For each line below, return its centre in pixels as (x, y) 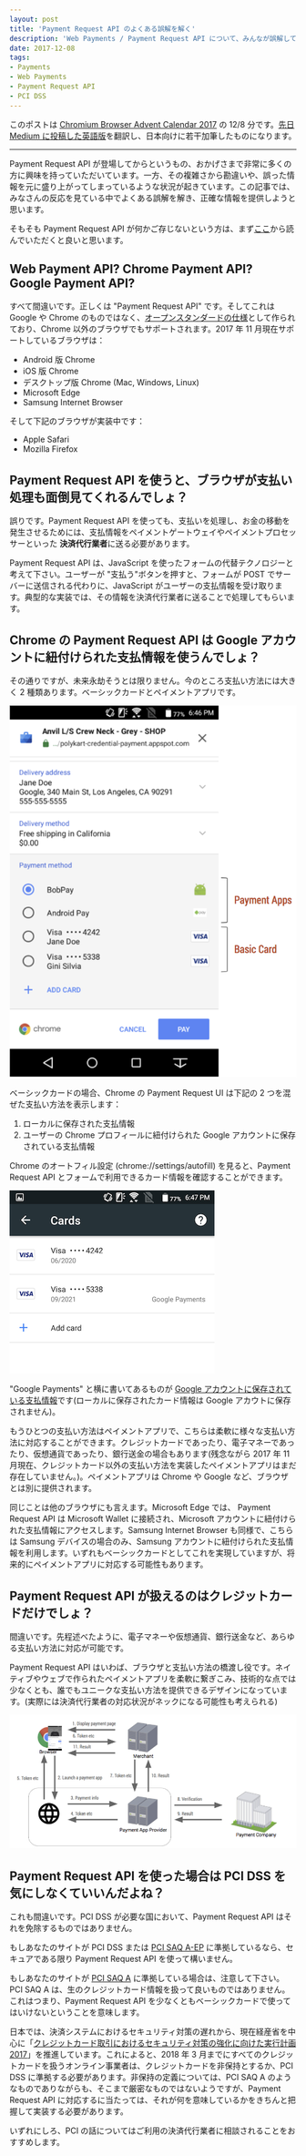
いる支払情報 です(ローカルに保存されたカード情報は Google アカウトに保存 (150, 1400)
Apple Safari (46, 439)
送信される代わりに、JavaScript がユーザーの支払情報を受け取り (154, 586)
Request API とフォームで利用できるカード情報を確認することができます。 (149, 1177)
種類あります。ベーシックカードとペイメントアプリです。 (134, 692)
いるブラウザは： (73, 341)
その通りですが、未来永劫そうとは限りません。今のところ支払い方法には (145, 681)
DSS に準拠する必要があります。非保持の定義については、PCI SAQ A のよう (151, 2078)
